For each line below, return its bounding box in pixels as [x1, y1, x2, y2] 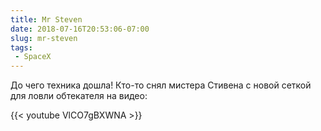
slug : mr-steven [10, 33, 78, 43]
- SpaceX [14, 52, 52, 62]
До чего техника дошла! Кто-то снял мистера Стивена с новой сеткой [10, 79, 312, 91]
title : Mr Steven [10, 14, 83, 25]
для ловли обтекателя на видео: [10, 90, 148, 102]
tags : [10, 42, 33, 53]
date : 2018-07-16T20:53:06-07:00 [10, 24, 150, 34]
